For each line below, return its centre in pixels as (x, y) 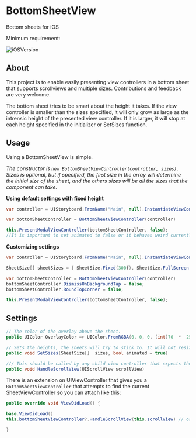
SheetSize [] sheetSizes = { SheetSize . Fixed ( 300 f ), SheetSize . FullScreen (98, 268)
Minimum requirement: (33, 38)
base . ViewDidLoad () (30, 414)
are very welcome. (28, 94)
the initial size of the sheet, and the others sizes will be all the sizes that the (97, 181)
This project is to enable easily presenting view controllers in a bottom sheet (98, 82)
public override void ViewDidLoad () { (53, 403)
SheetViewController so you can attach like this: (64, 392)
